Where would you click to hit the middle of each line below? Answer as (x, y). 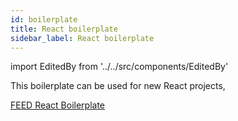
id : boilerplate (44, 19)
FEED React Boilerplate (58, 105)
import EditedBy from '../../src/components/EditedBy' (119, 67)
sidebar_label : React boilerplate (82, 38)
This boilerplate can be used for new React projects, (118, 86)
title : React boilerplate (64, 29)
